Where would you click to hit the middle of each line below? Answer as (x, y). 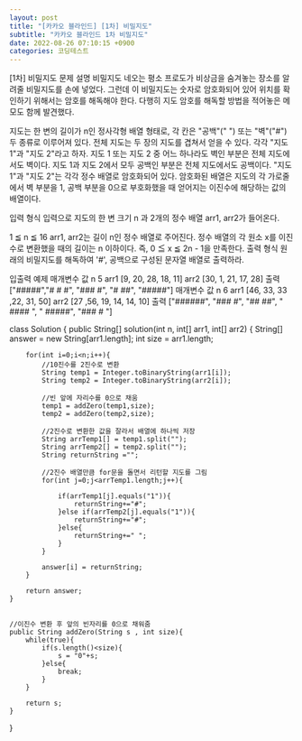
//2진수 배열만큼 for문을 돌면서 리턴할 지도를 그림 (125, 473)
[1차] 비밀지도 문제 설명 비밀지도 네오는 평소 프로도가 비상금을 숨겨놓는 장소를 (145, 79)
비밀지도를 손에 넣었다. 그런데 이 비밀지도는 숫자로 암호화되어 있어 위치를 (153, 89)
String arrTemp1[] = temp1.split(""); (114, 440)
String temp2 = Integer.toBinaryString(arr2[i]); (137, 381)
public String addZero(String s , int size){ (96, 633)
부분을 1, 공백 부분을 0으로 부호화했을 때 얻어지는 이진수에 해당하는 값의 (161, 188)
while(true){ (50, 640)
